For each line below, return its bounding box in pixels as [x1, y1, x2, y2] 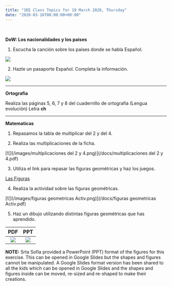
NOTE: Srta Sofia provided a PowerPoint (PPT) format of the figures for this [5, 249, 165, 255]
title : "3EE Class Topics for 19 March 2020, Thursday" [5, 7, 127, 13]
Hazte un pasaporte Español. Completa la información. [12, 66, 128, 72]
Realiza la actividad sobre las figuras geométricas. [12, 185, 119, 191]
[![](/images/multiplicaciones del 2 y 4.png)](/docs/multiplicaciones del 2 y [5, 150, 163, 156]
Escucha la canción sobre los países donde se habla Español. [12, 46, 143, 52]
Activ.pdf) [5, 200, 27, 207]
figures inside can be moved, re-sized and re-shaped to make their [5, 270, 147, 277]
